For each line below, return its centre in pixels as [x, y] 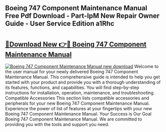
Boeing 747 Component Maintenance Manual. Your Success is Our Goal [79, 114]
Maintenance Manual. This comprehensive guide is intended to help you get [83, 77]
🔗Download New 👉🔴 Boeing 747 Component [76, 44]
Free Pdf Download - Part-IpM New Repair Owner [83, 16]
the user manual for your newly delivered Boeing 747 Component [72, 72]
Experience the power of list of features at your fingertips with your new [79, 108]
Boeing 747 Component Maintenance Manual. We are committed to [74, 119]
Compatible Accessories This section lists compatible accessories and [77, 98]
